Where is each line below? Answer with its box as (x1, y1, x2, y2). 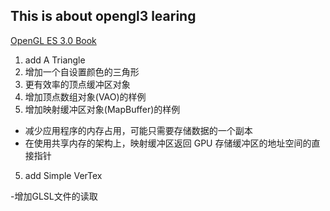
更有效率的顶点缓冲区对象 (24, 78, 131, 90)
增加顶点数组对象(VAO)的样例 (24, 90, 147, 103)
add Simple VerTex (24, 169, 103, 181)
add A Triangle (24, 54, 86, 66)
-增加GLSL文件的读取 (10, 190, 98, 202)
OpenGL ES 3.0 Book (10, 34, 97, 46)
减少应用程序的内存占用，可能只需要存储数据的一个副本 (24, 124, 253, 136)
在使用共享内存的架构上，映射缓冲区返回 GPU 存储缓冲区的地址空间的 (24, 137, 312, 149)
